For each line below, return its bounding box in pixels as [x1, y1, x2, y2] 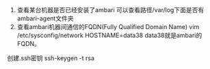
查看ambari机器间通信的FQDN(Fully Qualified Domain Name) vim [16, 23, 200, 30]
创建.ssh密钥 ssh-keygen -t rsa [7, 54, 94, 62]
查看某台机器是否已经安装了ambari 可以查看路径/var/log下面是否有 [16, 6, 205, 14]
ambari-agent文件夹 [16, 14, 74, 22]
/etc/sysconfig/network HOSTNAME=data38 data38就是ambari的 [16, 31, 202, 39]
